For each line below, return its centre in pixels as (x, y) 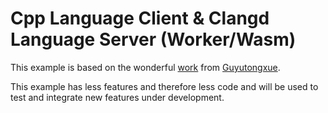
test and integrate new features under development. (117, 97)
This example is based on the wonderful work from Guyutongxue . (145, 67)
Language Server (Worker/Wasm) (153, 39)
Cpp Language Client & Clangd (140, 18)
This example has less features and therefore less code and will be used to (164, 86)
